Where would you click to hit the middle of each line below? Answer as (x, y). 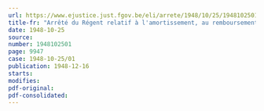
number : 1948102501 (40, 45)
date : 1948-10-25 (37, 30)
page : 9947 (26, 52)
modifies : (24, 81)
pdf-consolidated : (38, 95)
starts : (21, 73)
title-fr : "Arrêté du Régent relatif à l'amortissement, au (109, 23)
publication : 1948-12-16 (49, 66)
